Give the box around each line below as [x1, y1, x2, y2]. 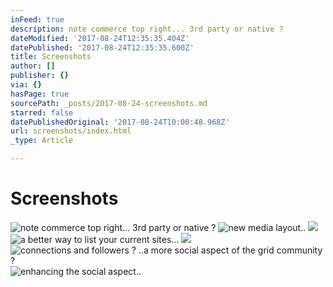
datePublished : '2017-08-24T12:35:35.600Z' [10, 42, 195, 53]
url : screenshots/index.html [10, 126, 132, 136]
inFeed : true [10, 14, 65, 25]
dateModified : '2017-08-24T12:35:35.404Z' [10, 33, 190, 43]
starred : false [10, 107, 74, 118]
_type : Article [10, 136, 74, 146]
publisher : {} [10, 71, 70, 81]
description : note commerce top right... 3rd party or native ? [10, 24, 284, 34]
